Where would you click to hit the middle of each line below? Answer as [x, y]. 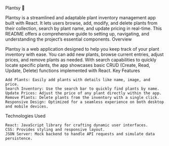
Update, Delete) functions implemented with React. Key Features [73, 70]
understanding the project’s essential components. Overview [69, 39]
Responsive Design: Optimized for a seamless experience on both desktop [85, 102]
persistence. [19, 138]
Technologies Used [25, 116]
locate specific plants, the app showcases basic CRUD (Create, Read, [78, 65]
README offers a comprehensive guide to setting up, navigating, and [77, 34]
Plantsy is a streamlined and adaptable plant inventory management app [80, 17]
